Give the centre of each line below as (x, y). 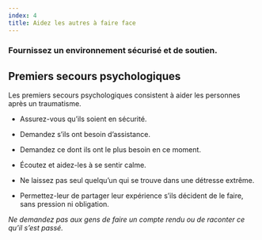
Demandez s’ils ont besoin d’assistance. (85, 135)
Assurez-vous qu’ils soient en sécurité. (83, 119)
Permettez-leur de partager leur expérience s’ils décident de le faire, (131, 196)
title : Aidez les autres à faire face (72, 23)
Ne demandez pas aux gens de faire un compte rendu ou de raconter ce (127, 219)
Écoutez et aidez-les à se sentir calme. (83, 165)
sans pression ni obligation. (64, 204)
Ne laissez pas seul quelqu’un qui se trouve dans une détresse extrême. (137, 181)
